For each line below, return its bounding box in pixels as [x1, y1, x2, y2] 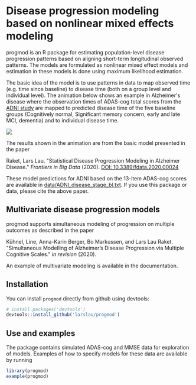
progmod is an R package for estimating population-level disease [6, 48, 165, 56]
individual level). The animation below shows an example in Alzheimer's [6, 92, 181, 99]
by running [6, 357, 32, 364]
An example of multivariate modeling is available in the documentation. [6, 262, 178, 269]
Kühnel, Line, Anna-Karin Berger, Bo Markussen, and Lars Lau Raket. [6, 238, 173, 245]
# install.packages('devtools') [6, 306, 86, 312]
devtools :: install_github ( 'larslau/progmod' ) [6, 312, 120, 318]
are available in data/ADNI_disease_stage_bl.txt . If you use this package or [6, 181, 187, 188]
